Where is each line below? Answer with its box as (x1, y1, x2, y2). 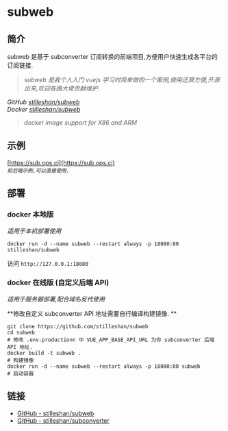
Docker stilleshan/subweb (7, 106, 81, 113)
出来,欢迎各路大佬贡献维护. (23, 84, 100, 93)
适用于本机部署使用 (7, 227, 62, 235)
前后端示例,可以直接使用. (7, 167, 70, 174)
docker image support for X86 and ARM (23, 119, 138, 127)
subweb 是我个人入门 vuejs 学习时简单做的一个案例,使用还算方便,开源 (23, 76, 220, 84)
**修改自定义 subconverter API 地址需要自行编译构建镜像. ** (7, 309, 177, 317)
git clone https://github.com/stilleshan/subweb (7, 323, 149, 330)
